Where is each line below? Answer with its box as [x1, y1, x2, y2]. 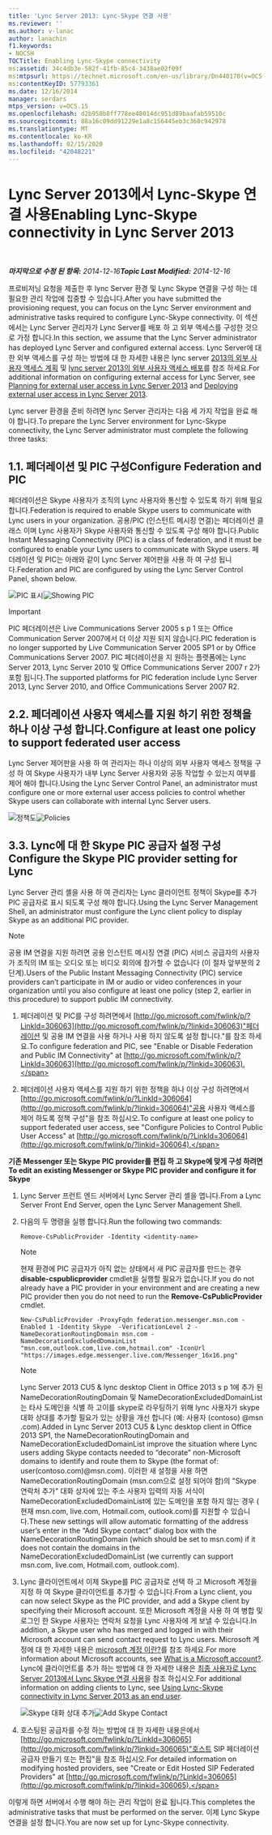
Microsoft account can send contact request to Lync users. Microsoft [19, 1634, 251, 1644]
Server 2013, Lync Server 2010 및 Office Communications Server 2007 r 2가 [8, 662, 261, 673]
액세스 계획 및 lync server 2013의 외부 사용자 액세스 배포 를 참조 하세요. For [23, 363, 261, 373]
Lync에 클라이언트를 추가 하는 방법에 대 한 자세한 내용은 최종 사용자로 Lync [19, 1663, 257, 1673]
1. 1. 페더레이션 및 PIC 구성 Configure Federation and [8, 460, 261, 473]
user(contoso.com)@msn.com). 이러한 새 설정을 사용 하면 [19, 1465, 208, 1475]
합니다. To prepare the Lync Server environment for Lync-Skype [16, 417, 227, 426]
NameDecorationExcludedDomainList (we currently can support [19, 1551, 234, 1561]
